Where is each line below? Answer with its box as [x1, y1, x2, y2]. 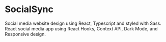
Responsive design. [5, 31, 46, 37]
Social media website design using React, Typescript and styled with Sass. [5, 20, 161, 26]
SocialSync [5, 4, 54, 15]
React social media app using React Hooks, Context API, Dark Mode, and [5, 25, 158, 31]
